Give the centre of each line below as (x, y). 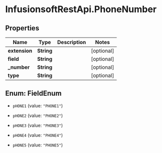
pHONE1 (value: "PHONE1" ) (38, 105)
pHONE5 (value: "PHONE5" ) (38, 145)
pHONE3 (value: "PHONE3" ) (38, 125)
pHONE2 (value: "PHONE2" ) (38, 116)
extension (20, 51)
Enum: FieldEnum (33, 93)
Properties (22, 28)
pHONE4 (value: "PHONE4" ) (38, 135)
